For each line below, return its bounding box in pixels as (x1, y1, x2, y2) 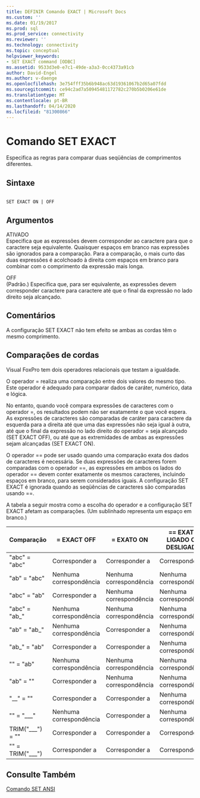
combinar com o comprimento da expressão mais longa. (6, 262, 145, 269)
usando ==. (6, 489, 35, 496)
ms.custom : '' (6, 14, 42, 20)
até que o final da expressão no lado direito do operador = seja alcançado (6, 427, 187, 434)
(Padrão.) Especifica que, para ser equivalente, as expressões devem (6, 280, 177, 287)
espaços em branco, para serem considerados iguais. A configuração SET (6, 477, 189, 484)
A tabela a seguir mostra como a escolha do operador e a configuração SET (6, 501, 192, 508)
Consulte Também (6, 769, 76, 779)
